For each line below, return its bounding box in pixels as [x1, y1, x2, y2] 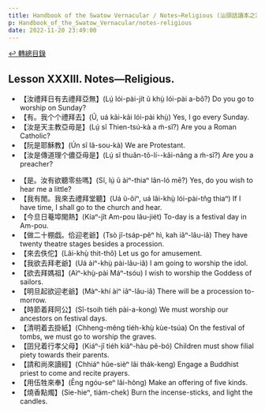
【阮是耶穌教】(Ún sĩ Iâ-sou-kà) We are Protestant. [19, 140, 185, 150]
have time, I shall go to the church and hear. [19, 203, 162, 212]
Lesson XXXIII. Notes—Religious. [8, 72, 175, 85]
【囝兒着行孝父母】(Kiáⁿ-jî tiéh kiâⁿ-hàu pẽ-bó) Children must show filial [19, 341, 254, 351]
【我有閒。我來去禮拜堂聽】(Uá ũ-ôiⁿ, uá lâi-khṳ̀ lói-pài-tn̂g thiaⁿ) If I [19, 194, 241, 204]
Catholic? [19, 131, 51, 140]
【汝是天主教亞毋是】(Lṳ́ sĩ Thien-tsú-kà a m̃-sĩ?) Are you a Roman [19, 122, 237, 132]
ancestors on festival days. [19, 313, 108, 324]
